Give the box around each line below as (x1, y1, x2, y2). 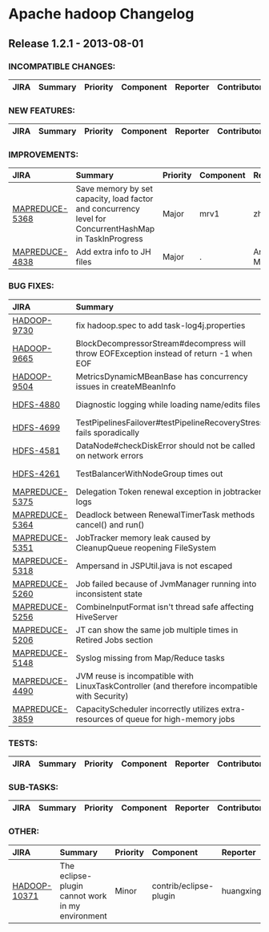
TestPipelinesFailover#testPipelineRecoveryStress (75, 417, 264, 428)
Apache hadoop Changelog (8, 5, 195, 23)
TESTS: (8, 737, 38, 748)
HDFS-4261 (12, 468, 61, 479)
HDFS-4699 (12, 422, 61, 433)
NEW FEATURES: (8, 105, 76, 116)
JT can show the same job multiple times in (75, 624, 239, 635)
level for (75, 213, 106, 224)
